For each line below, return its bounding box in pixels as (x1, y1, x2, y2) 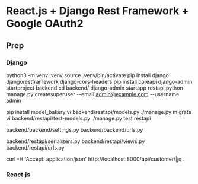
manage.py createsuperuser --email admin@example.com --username (6, 90, 180, 97)
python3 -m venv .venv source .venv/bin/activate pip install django (6, 71, 169, 78)
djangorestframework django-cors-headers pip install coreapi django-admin (6, 78, 193, 85)
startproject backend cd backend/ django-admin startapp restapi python (6, 84, 184, 91)
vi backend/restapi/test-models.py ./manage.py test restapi (6, 115, 151, 122)
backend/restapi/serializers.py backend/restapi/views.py (6, 138, 145, 145)
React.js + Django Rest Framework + (6, 4, 189, 18)
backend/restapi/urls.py (6, 144, 65, 151)
